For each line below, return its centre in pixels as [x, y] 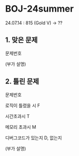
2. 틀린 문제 [22, 82]
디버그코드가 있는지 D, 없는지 [33, 138]
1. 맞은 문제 [21, 40]
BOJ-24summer [39, 9]
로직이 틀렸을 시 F [23, 105]
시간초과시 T [18, 116]
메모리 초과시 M [21, 127]
